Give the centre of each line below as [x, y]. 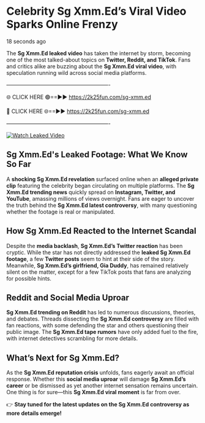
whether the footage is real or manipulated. [61, 211]
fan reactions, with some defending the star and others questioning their [98, 325]
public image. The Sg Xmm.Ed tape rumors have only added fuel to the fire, [102, 332]
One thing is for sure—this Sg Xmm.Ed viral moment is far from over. [94, 392]
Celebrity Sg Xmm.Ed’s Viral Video [96, 11]
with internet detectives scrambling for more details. [72, 338]
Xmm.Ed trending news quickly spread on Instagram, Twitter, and [91, 192]
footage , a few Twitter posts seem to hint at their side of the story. [91, 258]
